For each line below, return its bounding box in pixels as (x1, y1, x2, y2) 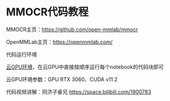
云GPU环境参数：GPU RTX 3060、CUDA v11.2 (6, 76, 118, 83)
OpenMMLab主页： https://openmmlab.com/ (6, 38, 113, 45)
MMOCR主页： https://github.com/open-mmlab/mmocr (6, 26, 138, 33)
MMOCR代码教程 (6, 5, 89, 19)
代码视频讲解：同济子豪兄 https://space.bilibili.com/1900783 (6, 88, 151, 95)
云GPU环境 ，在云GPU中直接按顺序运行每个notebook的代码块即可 (6, 63, 164, 70)
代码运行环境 (6, 51, 37, 58)
